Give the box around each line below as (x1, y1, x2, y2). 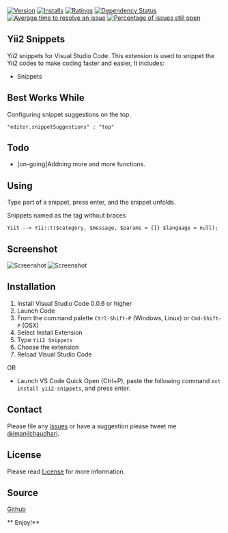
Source (7, 486, 39, 499)
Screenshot (7, 243, 58, 255)
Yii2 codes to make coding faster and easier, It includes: (7, 59, 165, 67)
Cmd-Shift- (190, 315, 222, 322)
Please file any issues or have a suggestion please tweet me (7, 421, 177, 430)
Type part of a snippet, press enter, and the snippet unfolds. (7, 198, 176, 207)
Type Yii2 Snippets (16, 335, 73, 343)
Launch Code (16, 307, 55, 315)
